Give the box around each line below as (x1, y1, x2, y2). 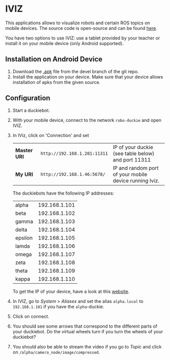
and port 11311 (113, 156, 151, 163)
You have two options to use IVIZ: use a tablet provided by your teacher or (5, 35, 160, 41)
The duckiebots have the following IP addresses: (12, 190, 114, 196)
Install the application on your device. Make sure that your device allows (12, 74, 163, 80)
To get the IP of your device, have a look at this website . (12, 288, 130, 294)
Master (15, 147, 33, 154)
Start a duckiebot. (12, 107, 50, 113)
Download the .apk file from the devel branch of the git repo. (12, 68, 139, 74)
